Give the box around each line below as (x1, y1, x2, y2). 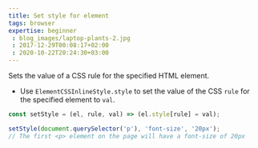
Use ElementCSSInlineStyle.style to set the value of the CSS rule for (19, 86, 250, 96)
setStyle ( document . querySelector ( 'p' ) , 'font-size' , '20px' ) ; (8, 125, 220, 133)
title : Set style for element (8, 11, 110, 20)
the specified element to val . (19, 95, 115, 104)
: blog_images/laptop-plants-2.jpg (11, 34, 131, 42)
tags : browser (8, 19, 56, 27)
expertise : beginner (8, 26, 78, 34)
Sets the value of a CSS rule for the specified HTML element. (8, 71, 210, 80)
